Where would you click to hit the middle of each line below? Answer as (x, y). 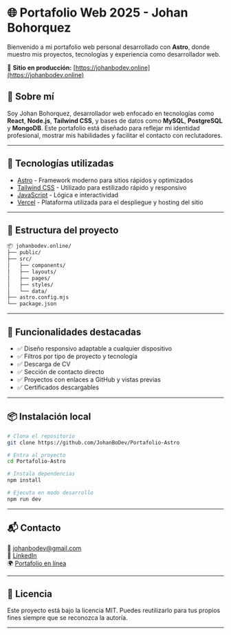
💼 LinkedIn (22, 555)
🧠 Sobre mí (31, 97)
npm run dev (24, 499)
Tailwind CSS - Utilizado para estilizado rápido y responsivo (102, 187)
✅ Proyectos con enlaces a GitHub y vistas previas (89, 379)
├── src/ (20, 259)
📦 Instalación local (49, 417)
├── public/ (24, 253)
